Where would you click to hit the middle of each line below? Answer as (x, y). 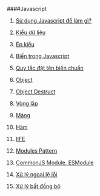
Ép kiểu (25, 44)
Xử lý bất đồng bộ (38, 186)
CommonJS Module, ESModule (55, 162)
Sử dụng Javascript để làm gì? (53, 20)
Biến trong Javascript (42, 56)
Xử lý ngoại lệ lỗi (36, 174)
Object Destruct (35, 92)
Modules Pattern (36, 151)
